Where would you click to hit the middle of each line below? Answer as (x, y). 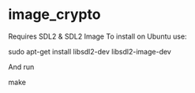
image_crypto (54, 15)
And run (21, 67)
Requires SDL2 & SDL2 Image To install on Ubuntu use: (97, 36)
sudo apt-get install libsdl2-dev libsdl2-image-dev (90, 51)
